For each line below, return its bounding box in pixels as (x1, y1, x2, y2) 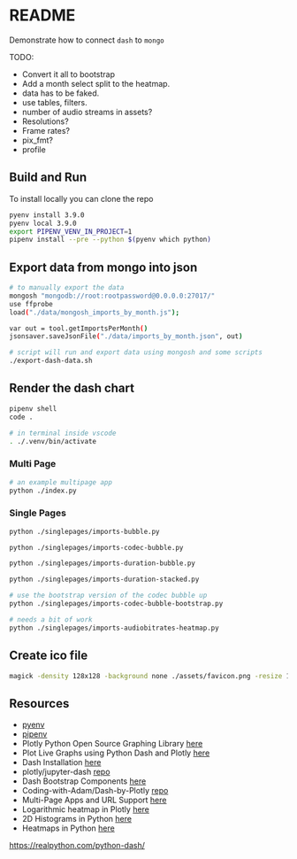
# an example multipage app (9, 477, 113, 487)
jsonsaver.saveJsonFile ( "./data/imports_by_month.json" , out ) (9, 332, 243, 341)
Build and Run (9, 170, 87, 185)
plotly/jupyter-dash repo (21, 767, 110, 778)
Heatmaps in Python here (21, 823, 115, 833)
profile (21, 143, 46, 155)
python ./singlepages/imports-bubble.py (9, 527, 161, 536)
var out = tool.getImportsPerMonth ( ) (9, 324, 148, 333)
